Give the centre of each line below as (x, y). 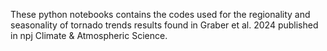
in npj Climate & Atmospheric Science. (89, 35)
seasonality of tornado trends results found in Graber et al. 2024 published (164, 25)
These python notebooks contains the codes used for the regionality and (160, 14)
